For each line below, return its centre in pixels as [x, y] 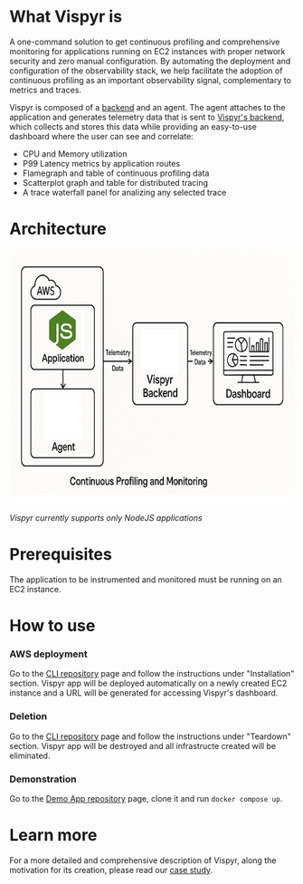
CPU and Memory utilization [75, 154]
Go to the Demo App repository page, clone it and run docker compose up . [146, 798]
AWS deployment [48, 654]
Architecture [58, 229]
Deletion [28, 716]
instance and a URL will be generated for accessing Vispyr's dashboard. [144, 693]
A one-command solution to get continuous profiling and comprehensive [145, 42]
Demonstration [43, 779]
